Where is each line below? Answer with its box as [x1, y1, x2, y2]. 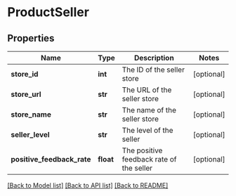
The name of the [122, 105, 177, 115]
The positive [122, 145, 163, 155]
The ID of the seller [122, 65, 185, 74]
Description [133, 53, 174, 63]
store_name [11, 110, 51, 119]
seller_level [11, 130, 51, 139]
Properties [7, 32, 55, 44]
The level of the [122, 126, 173, 135]
